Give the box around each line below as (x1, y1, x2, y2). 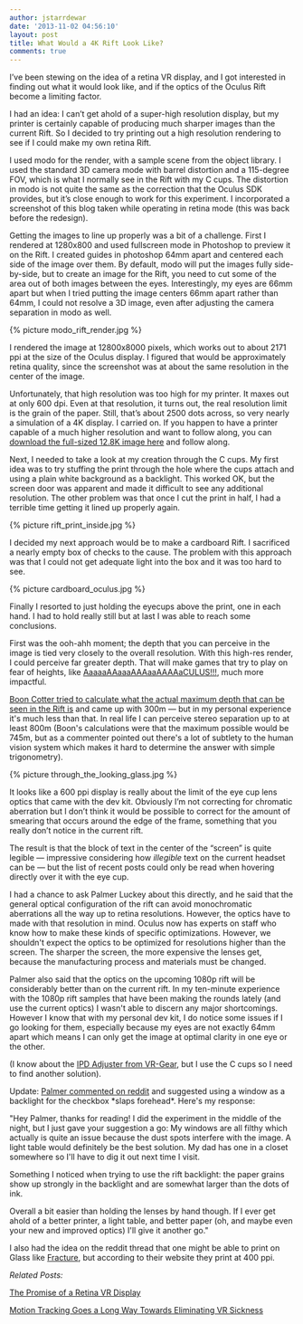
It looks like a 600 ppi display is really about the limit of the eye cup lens (9, 786, 278, 797)
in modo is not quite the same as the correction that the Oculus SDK (9, 184, 262, 195)
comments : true (9, 47, 67, 56)
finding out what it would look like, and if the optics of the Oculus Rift (9, 81, 267, 92)
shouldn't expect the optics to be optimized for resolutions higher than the (9, 938, 287, 948)
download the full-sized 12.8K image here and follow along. (9, 436, 231, 448)
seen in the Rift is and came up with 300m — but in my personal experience (9, 703, 292, 715)
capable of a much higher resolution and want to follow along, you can (9, 427, 272, 438)
